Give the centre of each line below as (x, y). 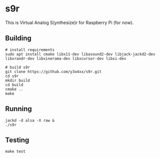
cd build (14, 85)
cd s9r (12, 76)
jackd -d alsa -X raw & (30, 120)
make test (15, 151)
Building (18, 38)
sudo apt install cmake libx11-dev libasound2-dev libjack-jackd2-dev (80, 54)
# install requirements (30, 50)
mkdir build (17, 80)
